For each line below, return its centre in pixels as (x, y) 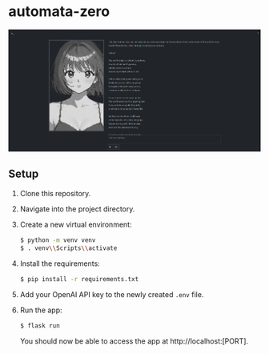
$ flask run (40, 326)
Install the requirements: (60, 263)
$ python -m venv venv (58, 240)
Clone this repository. (55, 193)
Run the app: (41, 310)
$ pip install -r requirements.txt (79, 280)
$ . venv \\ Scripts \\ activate (68, 248)
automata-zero (59, 12)
